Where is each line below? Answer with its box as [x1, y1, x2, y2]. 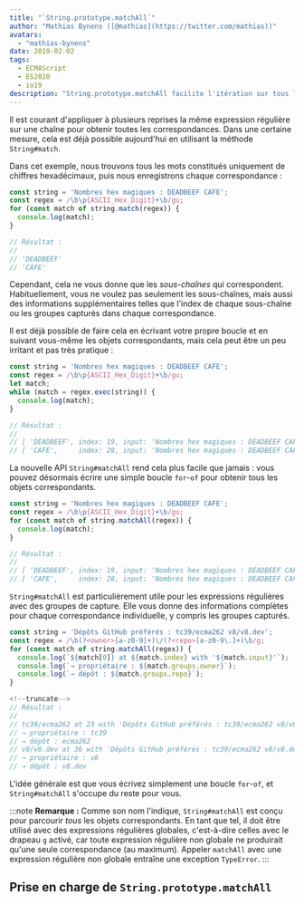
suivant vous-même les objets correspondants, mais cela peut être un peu [9, 335, 287, 346]
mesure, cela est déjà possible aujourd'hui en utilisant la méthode [9, 133, 253, 144]
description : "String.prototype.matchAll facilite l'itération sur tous [9, 89, 290, 98]
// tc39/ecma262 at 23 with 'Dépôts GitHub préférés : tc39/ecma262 [9, 719, 273, 729]
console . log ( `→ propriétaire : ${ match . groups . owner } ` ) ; [17, 661, 237, 670]
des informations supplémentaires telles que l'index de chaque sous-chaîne [9, 298, 292, 309]
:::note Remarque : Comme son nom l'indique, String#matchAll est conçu [9, 805, 283, 816]
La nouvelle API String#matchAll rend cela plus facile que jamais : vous [9, 463, 275, 474]
